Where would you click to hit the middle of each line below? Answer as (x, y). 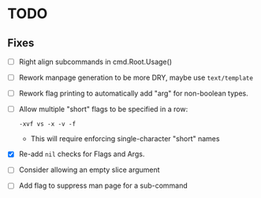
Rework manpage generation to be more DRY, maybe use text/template (136, 78)
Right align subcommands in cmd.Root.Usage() (95, 62)
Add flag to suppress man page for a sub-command (103, 185)
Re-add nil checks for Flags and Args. (82, 154)
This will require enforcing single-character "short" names (125, 139)
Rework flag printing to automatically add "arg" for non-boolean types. (134, 93)
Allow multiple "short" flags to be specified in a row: (103, 109)
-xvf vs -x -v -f (47, 124)
